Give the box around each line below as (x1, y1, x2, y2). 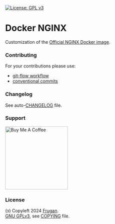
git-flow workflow (12, 73, 49, 79)
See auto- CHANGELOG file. (5, 102, 62, 108)
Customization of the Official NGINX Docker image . (5, 39, 110, 45)
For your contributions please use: (5, 63, 76, 69)
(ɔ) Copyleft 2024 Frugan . (5, 208, 59, 214)
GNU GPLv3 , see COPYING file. (5, 213, 70, 219)
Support (5, 115, 26, 122)
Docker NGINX (5, 23, 67, 34)
